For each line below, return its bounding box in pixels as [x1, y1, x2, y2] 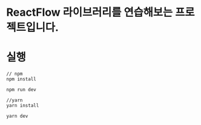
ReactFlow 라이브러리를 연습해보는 [6, 5, 173, 19]
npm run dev [6, 87, 36, 93]
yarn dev [6, 113, 28, 120]
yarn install [6, 103, 39, 109]
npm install [6, 76, 36, 82]
